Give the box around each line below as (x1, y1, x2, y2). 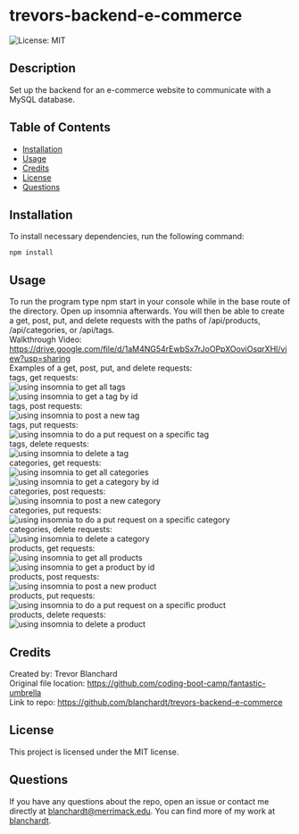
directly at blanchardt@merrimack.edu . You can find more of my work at (9, 805, 276, 816)
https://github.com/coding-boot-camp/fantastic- (87, 678, 266, 688)
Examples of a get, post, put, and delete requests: (9, 363, 193, 373)
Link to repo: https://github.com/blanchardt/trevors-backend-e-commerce (9, 697, 283, 707)
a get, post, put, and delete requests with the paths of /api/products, (9, 315, 261, 326)
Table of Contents (9, 120, 112, 135)
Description (9, 61, 76, 76)
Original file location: (9, 678, 86, 688)
